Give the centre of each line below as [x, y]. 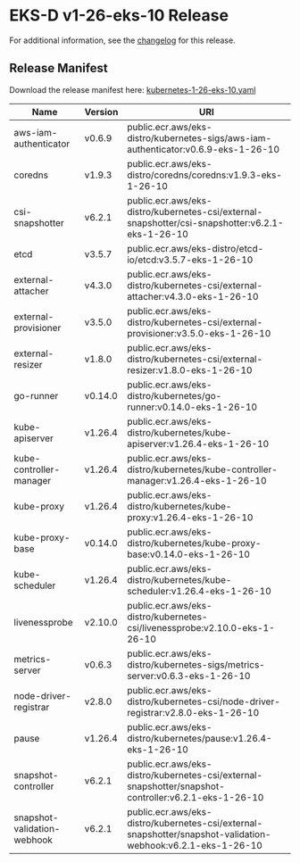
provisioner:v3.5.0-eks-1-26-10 [199, 333]
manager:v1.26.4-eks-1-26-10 [196, 480]
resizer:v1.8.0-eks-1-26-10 [189, 369]
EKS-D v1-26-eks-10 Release [119, 16]
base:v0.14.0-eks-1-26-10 [188, 554]
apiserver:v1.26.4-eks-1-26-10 [198, 444]
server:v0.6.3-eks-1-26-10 [188, 676]
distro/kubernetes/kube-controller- [202, 469]
